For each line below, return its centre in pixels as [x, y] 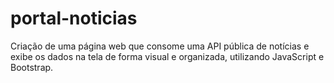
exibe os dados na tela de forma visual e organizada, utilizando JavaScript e [167, 56]
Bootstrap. [32, 67]
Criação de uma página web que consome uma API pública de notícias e [160, 46]
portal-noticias [74, 18]
